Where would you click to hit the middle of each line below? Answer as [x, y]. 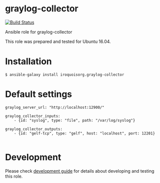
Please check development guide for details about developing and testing [80, 171]
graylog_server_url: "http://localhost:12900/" [55, 107]
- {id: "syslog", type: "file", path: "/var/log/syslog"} [75, 120]
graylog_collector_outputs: [34, 129]
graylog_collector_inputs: [33, 116]
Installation [29, 62]
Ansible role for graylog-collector [39, 32]
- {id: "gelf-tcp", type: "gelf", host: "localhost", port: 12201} [84, 133]
